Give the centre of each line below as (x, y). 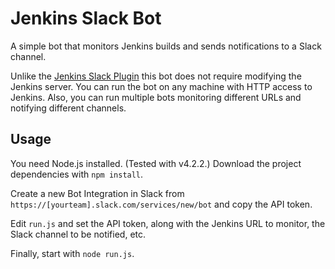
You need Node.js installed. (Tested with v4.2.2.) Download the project (156, 163)
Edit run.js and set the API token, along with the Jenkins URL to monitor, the (168, 223)
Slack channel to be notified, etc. (78, 234)
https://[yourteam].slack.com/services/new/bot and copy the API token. (161, 204)
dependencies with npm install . (77, 174)
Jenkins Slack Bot (86, 18)
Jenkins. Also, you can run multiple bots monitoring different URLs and (156, 97)
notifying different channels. (68, 108)
